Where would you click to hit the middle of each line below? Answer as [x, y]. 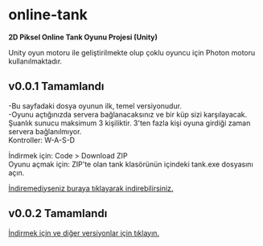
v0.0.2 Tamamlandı [58, 213]
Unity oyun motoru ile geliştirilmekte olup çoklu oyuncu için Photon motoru [132, 52]
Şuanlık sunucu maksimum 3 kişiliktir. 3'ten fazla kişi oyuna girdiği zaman [129, 123]
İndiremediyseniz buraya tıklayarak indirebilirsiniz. [91, 188]
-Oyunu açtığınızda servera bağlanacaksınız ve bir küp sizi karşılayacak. [128, 114]
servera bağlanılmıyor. [45, 131]
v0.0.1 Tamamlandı [56, 86]
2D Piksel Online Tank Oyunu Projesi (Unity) [83, 37]
